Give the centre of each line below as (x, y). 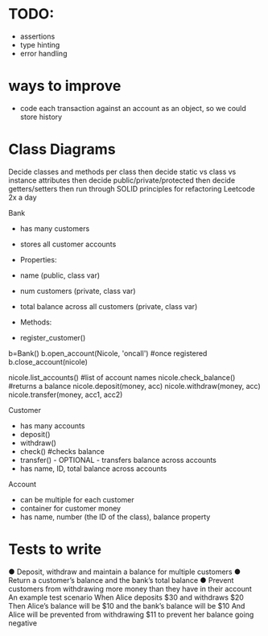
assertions (37, 36)
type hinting (40, 44)
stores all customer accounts (68, 244)
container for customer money (70, 508)
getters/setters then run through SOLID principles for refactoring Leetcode (132, 188)
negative (23, 623)
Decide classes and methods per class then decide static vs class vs (122, 171)
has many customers (55, 228)
